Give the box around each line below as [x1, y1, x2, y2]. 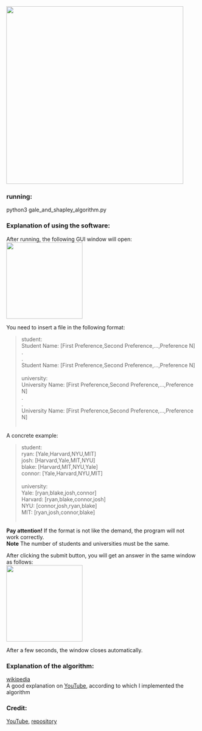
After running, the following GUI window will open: [6, 235, 132, 243]
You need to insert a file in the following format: [6, 323, 125, 331]
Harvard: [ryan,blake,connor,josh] [21, 495, 106, 503]
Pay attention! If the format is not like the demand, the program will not [6, 527, 185, 534]
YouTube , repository [6, 718, 57, 725]
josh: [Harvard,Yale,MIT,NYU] [21, 457, 96, 464]
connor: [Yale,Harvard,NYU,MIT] [21, 469, 103, 477]
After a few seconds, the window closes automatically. [6, 646, 143, 653]
